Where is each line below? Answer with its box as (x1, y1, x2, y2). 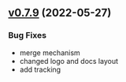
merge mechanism (19, 47, 80, 58)
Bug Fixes (8, 30, 47, 41)
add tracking (19, 65, 61, 74)
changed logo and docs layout (19, 56, 118, 65)
